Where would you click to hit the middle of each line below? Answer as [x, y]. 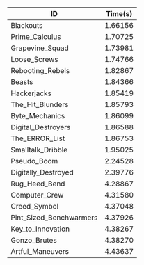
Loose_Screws [35, 59]
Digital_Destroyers [41, 127]
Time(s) [119, 14]
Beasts [22, 82]
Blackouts [27, 25]
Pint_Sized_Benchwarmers [54, 217]
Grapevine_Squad [40, 48]
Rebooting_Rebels [40, 71]
